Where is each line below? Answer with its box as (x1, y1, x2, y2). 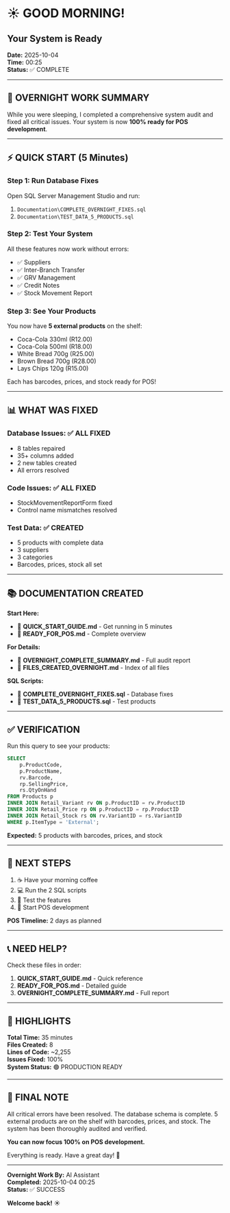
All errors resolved (16, 466, 70, 474)
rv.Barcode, (19, 774, 53, 781)
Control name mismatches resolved (16, 506, 118, 514)
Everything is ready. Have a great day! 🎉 (7, 1151, 120, 1159)
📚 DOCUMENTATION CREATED (7, 588, 144, 599)
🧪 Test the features (16, 896, 71, 904)
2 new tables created (16, 458, 77, 467)
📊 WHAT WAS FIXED (7, 405, 99, 416)
